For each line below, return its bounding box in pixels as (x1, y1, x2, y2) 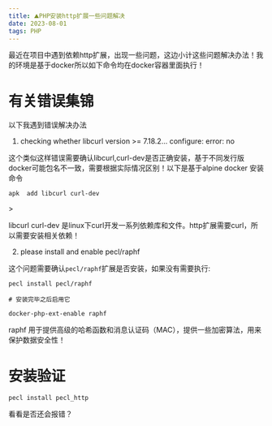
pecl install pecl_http (8, 394, 89, 402)
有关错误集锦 (8, 92, 95, 110)
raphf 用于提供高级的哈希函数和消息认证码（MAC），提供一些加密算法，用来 (8, 325, 262, 335)
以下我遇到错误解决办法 (8, 120, 87, 130)
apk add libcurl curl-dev (8, 190, 100, 198)
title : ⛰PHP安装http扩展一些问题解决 (8, 11, 126, 20)
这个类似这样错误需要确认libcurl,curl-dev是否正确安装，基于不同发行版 (8, 153, 245, 163)
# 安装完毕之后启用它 (8, 295, 71, 304)
